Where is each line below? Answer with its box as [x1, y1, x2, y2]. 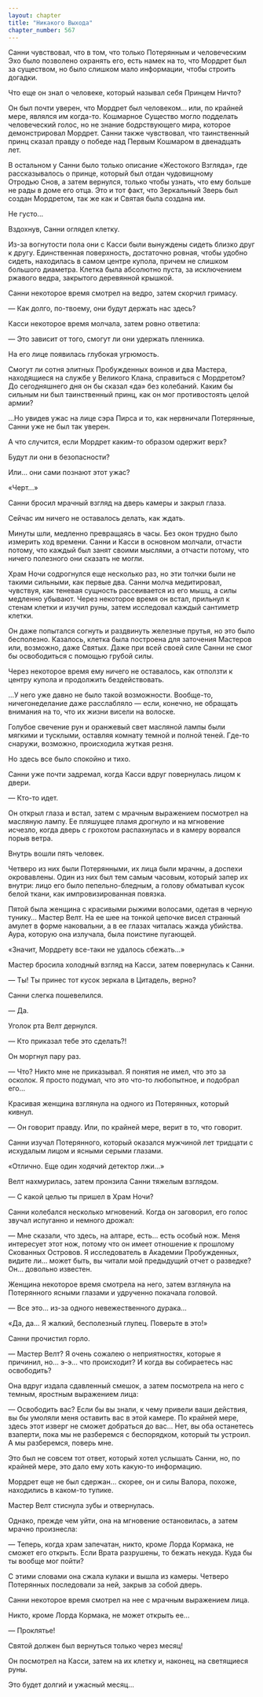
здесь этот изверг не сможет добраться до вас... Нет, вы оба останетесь [8, 1421, 254, 1431]
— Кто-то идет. [8, 793, 59, 803]
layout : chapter [8, 11, 61, 20]
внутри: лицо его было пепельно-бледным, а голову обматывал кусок [8, 881, 245, 890]
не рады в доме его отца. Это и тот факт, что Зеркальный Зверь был [8, 186, 238, 195]
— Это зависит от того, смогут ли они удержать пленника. [8, 334, 205, 343]
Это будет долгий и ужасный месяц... [8, 1680, 135, 1690]
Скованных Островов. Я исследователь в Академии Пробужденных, [8, 1248, 239, 1257]
